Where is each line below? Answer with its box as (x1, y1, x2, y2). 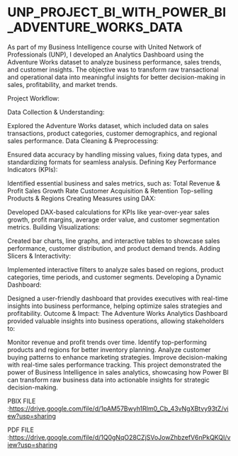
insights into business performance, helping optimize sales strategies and (7, 302, 222, 310)
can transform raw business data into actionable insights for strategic (7, 375, 210, 384)
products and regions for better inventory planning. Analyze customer (7, 345, 211, 354)
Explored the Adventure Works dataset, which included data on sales (7, 121, 209, 130)
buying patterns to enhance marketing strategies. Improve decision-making (7, 353, 228, 361)
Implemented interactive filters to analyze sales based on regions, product (7, 265, 225, 273)
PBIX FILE (7, 397, 36, 405)
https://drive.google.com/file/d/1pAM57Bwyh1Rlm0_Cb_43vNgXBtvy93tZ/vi (9, 404, 229, 413)
